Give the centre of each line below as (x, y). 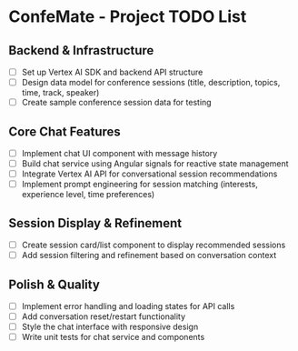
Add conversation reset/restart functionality (104, 316)
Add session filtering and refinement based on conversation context (149, 256)
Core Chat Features (65, 131)
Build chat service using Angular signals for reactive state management (155, 164)
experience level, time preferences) (88, 195)
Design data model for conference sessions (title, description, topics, (151, 83)
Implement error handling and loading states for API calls (128, 306)
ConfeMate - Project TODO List (128, 17)
